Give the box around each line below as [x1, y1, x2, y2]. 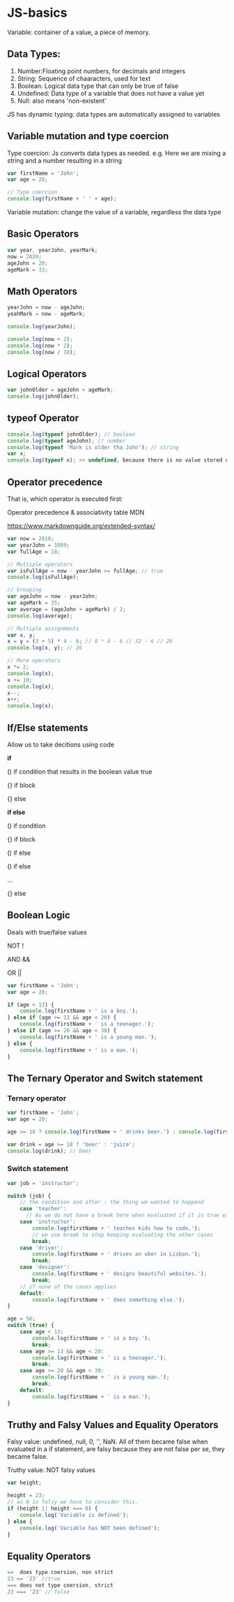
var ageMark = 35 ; [7, 599, 61, 606]
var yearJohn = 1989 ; [7, 541, 70, 549]
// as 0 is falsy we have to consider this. [7, 1499, 139, 1506]
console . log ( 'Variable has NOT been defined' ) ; [19, 1524, 160, 1531]
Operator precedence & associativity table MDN [7, 508, 145, 516]
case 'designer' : [19, 1264, 70, 1271]
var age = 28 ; [7, 176, 49, 183]
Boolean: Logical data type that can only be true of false [17, 82, 179, 90]
